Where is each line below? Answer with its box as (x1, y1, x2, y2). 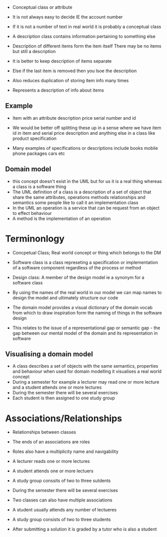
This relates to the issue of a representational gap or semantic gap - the (12, 325, 160, 331)
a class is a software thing (12, 183, 66, 189)
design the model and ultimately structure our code (12, 295, 118, 301)
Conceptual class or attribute (12, 5, 72, 10)
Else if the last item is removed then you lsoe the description (12, 68, 137, 74)
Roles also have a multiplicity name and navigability (12, 448, 119, 455)
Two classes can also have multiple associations (12, 497, 112, 503)
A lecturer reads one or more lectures (12, 458, 90, 464)
